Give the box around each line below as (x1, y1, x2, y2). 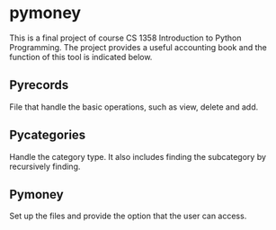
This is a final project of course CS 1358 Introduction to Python (9, 32, 242, 43)
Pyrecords (9, 77, 69, 93)
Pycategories (9, 128, 86, 143)
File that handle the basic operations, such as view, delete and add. (9, 102, 259, 112)
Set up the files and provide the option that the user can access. (9, 210, 247, 222)
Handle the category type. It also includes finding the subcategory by (9, 151, 267, 162)
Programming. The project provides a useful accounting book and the (9, 41, 268, 52)
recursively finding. (9, 161, 81, 172)
